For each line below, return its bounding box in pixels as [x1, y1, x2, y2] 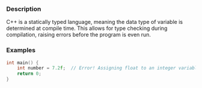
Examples [6, 46, 36, 54]
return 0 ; [17, 71, 42, 77]
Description [6, 5, 41, 13]
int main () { [6, 59, 39, 66]
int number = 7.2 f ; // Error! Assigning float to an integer [17, 65, 176, 71]
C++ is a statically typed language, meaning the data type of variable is [6, 19, 183, 26]
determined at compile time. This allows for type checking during [6, 25, 168, 32]
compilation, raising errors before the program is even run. [6, 31, 151, 38]
